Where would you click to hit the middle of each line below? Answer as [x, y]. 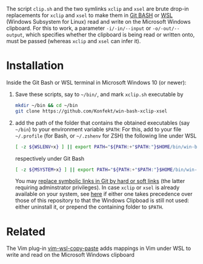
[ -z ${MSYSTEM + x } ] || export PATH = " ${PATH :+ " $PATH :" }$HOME [94, 170]
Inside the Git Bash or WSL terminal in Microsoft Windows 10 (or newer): [96, 82]
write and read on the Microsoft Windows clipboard [71, 255]
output [15, 35]
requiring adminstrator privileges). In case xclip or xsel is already [97, 187]
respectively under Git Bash [50, 158]
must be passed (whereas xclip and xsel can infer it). [74, 41]
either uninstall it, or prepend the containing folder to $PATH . [89, 207]
